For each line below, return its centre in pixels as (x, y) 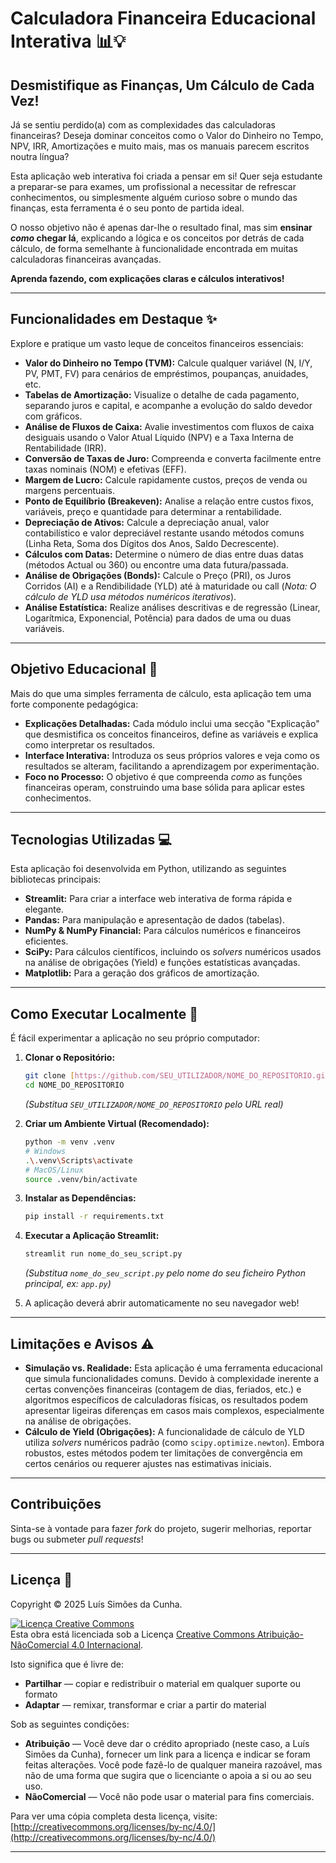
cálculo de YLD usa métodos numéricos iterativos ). (130, 596)
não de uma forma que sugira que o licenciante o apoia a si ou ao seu (168, 1775)
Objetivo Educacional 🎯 (84, 669)
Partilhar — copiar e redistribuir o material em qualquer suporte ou (162, 1683)
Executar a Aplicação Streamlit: (92, 1236)
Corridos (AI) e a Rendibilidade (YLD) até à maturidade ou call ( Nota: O (170, 586)
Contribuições (56, 1504)
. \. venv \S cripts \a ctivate (78, 1160)
